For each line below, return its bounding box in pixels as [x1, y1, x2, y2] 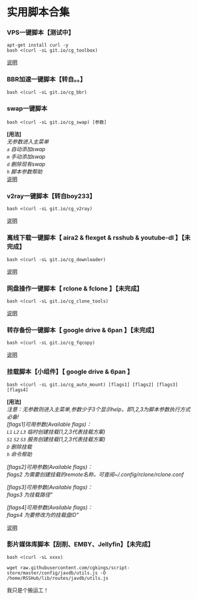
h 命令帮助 [7, 450, 32, 458]
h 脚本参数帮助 [7, 168, 43, 176]
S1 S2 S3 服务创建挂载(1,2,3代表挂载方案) [7, 435, 106, 443]
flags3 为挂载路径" [7, 491, 53, 498]
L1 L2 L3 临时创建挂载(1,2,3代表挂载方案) [7, 428, 106, 435]
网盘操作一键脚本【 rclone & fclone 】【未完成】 [7, 284, 143, 292]
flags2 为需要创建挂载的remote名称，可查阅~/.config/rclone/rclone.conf [7, 471, 184, 478]
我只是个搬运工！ [7, 586, 49, 594]
